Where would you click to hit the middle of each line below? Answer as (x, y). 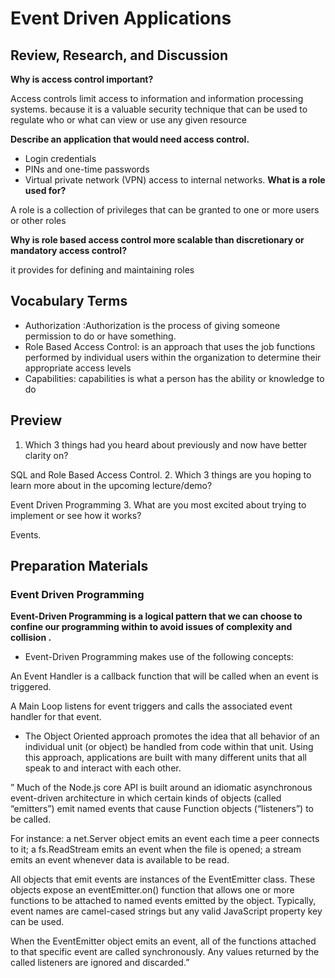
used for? (45, 190)
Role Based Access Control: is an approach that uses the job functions (170, 346)
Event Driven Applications (121, 18)
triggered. (31, 687)
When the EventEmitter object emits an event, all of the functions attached (163, 941)
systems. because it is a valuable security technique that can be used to (159, 109)
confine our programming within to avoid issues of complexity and (151, 627)
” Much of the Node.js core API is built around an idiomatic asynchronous (161, 788)
